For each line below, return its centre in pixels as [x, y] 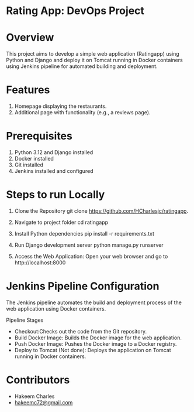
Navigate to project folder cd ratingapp [61, 222]
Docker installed [34, 159]
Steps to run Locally [56, 195]
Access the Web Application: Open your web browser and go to [91, 256]
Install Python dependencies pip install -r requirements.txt [84, 233]
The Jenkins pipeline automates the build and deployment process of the [94, 302]
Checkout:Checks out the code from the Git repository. [81, 331]
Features [28, 90]
